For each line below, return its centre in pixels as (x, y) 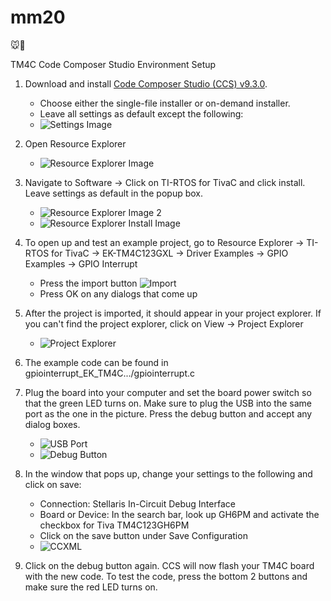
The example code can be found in (96, 362)
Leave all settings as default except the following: (141, 113)
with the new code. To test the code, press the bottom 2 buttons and (166, 576)
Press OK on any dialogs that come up (118, 293)
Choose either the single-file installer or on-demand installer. (165, 103)
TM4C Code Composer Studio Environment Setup (113, 64)
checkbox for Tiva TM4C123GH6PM (114, 525)
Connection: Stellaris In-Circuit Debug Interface (137, 503)
